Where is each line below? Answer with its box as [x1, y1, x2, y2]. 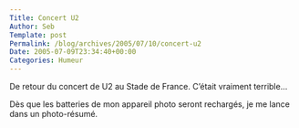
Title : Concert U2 [9, 13, 79, 23]
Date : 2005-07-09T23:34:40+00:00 [9, 48, 137, 57]
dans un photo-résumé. [9, 109, 98, 119]
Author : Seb [9, 22, 55, 31]
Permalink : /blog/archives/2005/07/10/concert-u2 [9, 38, 202, 48]
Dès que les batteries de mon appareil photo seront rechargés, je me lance [9, 99, 290, 110]
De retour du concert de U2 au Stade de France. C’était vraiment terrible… [9, 81, 288, 91]
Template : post [9, 30, 67, 39]
